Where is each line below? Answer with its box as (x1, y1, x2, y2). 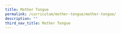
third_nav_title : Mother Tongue (5, 20, 70, 26)
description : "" (5, 16, 38, 21)
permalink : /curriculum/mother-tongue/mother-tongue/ (5, 12, 117, 16)
